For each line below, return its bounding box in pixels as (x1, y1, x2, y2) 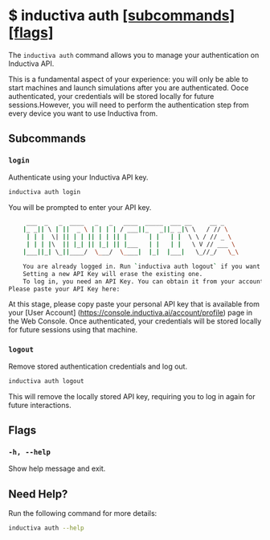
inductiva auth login (8, 188, 81, 196)
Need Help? (8, 487, 68, 501)
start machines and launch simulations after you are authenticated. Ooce (8, 83, 249, 93)
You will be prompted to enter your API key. (8, 202, 152, 212)
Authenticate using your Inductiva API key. (8, 172, 149, 182)
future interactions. (8, 400, 72, 410)
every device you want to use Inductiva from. (8, 108, 158, 118)
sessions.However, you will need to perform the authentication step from (8, 100, 249, 109)
